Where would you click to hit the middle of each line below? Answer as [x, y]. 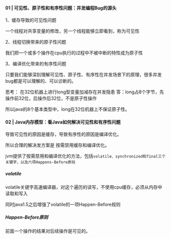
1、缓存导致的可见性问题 [31, 20]
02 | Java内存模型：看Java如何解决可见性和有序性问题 [63, 122]
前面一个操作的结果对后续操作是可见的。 [48, 231]
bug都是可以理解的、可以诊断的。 [41, 81]
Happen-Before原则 [27, 217]
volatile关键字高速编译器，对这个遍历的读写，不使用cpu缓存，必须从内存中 [84, 187]
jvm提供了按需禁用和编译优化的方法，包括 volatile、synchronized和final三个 [86, 156]
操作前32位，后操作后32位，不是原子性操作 [51, 98]
